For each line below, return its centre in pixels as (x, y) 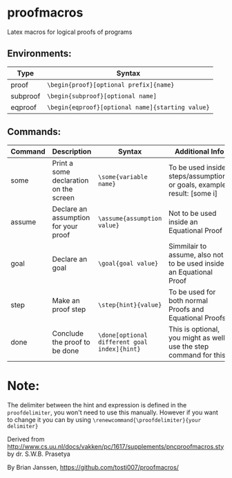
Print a (63, 163)
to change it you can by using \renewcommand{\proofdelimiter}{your (104, 419)
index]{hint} (119, 349)
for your (65, 226)
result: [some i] (193, 193)
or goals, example (197, 185)
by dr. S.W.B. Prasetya (39, 454)
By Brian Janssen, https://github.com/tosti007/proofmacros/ (93, 467)
